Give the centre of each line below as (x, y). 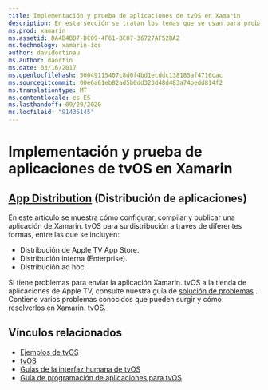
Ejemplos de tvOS (49, 352)
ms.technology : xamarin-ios (55, 46)
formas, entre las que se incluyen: (64, 234)
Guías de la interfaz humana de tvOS (80, 369)
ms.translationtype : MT (48, 90)
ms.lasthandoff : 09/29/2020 (55, 105)
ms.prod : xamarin (37, 30)
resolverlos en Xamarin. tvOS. (57, 308)
